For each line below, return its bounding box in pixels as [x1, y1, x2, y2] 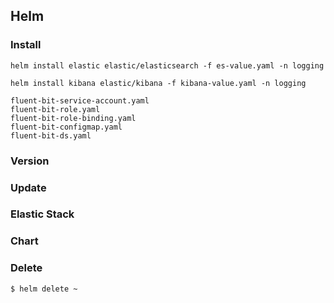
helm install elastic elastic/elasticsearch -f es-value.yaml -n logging [10, 60, 325, 71]
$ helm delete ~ [10, 284, 78, 294]
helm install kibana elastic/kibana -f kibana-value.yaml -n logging [10, 78, 307, 88]
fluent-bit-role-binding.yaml [10, 113, 137, 123]
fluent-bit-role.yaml [10, 104, 101, 114]
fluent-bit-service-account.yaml [10, 95, 150, 106]
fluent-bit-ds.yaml [10, 130, 92, 141]
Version [10, 154, 50, 168]
